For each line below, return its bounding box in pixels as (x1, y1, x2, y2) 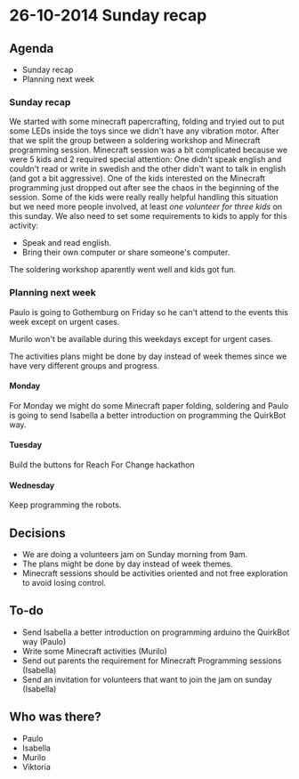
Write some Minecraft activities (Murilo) (21, 645, 167, 656)
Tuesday (9, 440, 43, 450)
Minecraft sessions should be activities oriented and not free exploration (21, 568, 288, 579)
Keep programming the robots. (9, 499, 122, 510)
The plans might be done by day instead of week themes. (21, 558, 233, 570)
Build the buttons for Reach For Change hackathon (9, 459, 195, 470)
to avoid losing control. (21, 578, 107, 588)
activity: (9, 220, 38, 231)
